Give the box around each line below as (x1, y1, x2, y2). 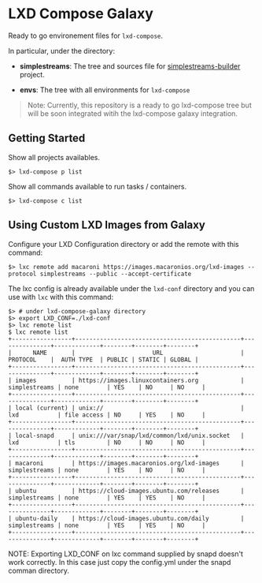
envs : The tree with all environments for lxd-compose (19, 84, 190, 95)
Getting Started (8, 132, 86, 145)
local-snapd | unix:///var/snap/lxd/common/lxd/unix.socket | (15, 432, 245, 439)
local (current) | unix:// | (15, 404, 245, 412)
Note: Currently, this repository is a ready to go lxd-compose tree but (27, 100, 252, 110)
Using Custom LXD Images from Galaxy (8, 219, 206, 232)
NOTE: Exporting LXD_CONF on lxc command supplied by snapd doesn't (8, 549, 244, 559)
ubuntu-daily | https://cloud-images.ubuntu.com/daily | (15, 514, 245, 522)
